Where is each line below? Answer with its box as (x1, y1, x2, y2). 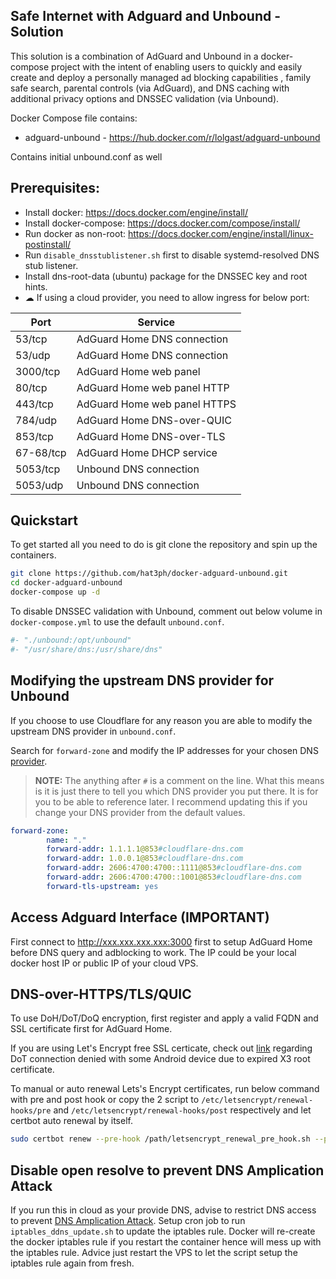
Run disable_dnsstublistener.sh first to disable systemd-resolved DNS (24, 249, 320, 261)
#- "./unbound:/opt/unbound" (10, 635, 132, 646)
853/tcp (15, 429, 54, 443)
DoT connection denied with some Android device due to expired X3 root (10, 1053, 311, 1065)
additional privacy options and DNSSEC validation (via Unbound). (10, 92, 280, 104)
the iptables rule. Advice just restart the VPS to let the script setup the (10, 1247, 298, 1259)
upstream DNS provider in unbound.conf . (10, 725, 177, 737)
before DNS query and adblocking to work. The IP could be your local (10, 946, 297, 958)
